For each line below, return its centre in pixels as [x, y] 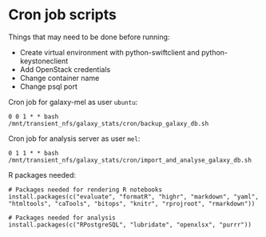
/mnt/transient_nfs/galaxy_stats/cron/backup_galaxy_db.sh [109, 123]
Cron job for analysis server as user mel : [74, 139]
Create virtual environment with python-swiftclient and [109, 52]
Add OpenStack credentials [65, 69]
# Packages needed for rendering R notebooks [85, 190]
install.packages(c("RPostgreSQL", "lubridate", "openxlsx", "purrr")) [130, 225]
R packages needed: [42, 175]
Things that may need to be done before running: [89, 37]
